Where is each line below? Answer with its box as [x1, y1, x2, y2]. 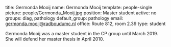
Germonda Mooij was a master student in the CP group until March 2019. [5, 31, 158, 36]
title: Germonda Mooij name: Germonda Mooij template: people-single [5, 5, 152, 10]
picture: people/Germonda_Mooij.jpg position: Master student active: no [5, 10, 157, 16]
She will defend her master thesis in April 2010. [5, 36, 105, 42]
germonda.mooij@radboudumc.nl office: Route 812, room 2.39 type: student [5, 20, 166, 27]
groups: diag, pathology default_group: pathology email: [5, 15, 124, 21]
